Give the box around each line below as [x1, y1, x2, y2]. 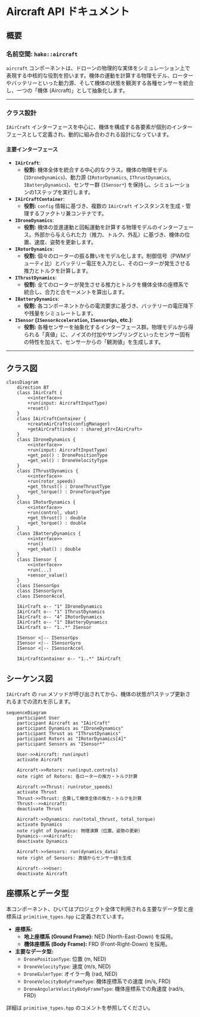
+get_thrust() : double [27, 515, 86, 521]
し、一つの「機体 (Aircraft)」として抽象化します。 [6, 86, 128, 94]
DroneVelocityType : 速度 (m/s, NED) [23, 963, 111, 970]
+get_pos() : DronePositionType [27, 452, 108, 458]
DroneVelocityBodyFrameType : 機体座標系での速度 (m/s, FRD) [23, 978, 171, 985]
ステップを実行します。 [36, 188, 93, 196]
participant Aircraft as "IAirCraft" [17, 720, 111, 726]
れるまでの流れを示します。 [6, 698, 74, 705]
